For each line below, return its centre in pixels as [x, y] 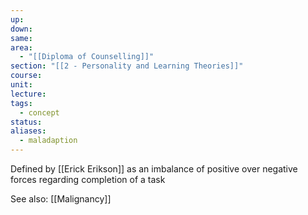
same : [21, 38]
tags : [21, 103]
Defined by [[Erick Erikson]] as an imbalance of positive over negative [154, 169]
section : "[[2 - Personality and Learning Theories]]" [127, 66]
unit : [21, 85]
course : [26, 76]
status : [26, 122]
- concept [39, 112]
